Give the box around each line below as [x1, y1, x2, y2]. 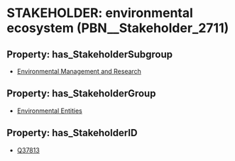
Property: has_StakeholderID [6, 127, 138, 139]
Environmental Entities [16, 106, 82, 115]
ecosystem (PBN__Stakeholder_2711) [6, 20, 229, 36]
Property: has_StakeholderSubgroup [6, 48, 173, 60]
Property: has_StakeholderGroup [6, 87, 156, 100]
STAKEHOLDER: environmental [6, 5, 193, 21]
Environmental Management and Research [16, 67, 141, 75]
